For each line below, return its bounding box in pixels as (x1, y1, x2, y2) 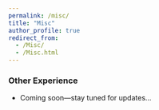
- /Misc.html (15, 49, 59, 57)
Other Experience (8, 75, 78, 86)
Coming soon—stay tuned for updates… (19, 93, 152, 103)
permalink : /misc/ (8, 11, 70, 20)
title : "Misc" (8, 19, 56, 27)
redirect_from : (8, 33, 59, 42)
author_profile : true (8, 26, 81, 34)
